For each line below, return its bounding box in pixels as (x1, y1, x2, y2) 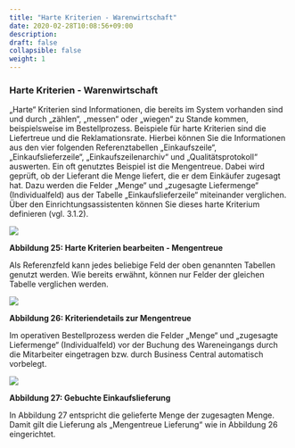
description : (9, 29, 58, 38)
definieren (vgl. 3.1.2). (9, 209, 89, 220)
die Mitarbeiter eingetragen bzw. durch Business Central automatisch (9, 349, 264, 360)
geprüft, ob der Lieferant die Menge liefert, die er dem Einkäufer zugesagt (9, 170, 281, 181)
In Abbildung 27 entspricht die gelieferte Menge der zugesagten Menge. (9, 410, 275, 420)
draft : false (9, 37, 58, 47)
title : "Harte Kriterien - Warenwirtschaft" (9, 12, 177, 22)
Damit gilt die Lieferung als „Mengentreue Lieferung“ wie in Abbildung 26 (9, 419, 278, 430)
